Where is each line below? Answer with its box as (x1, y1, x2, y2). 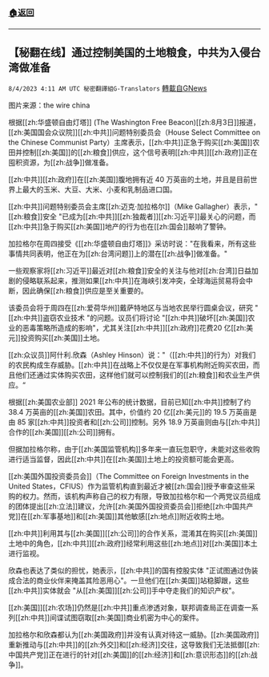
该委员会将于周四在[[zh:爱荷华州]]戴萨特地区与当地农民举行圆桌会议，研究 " (8, 303, 259, 313)
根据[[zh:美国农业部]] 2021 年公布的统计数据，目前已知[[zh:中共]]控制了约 (8, 397, 251, 407)
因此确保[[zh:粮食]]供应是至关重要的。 (22, 286, 148, 296)
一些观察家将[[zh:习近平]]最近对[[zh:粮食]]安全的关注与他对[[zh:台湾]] (8, 266, 238, 276)
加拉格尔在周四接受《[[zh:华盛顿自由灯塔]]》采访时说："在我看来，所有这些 (8, 239, 256, 249)
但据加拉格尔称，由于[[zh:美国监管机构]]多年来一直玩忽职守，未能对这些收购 (8, 444, 260, 454)
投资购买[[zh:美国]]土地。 (20, 333, 104, 343)
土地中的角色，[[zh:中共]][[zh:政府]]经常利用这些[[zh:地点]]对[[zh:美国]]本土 (8, 539, 258, 549)
